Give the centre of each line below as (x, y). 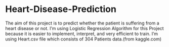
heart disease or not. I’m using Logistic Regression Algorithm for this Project (85, 28)
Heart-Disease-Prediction (61, 9)
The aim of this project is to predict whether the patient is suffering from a (82, 23)
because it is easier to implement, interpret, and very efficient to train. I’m (82, 33)
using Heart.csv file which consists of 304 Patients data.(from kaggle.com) (83, 39)
